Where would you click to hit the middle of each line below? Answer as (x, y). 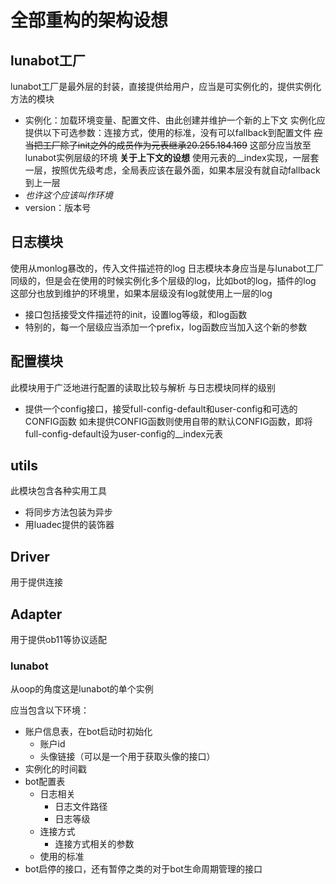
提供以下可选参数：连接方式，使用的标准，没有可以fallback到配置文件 (168, 132)
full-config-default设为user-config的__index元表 (124, 433)
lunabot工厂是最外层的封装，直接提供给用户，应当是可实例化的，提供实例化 (166, 86)
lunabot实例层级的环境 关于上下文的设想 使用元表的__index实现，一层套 (172, 157)
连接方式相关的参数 (94, 844)
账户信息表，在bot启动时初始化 (88, 732)
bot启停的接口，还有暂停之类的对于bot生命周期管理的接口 (143, 869)
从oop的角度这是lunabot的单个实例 (82, 689)
